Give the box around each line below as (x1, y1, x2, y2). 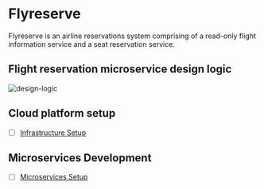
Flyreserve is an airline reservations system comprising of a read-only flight (8, 31, 256, 40)
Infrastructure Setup (19, 128, 87, 137)
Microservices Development (8, 152, 152, 165)
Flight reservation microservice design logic (8, 63, 232, 76)
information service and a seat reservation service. (8, 39, 175, 48)
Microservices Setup (19, 172, 88, 182)
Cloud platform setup (8, 106, 116, 120)
